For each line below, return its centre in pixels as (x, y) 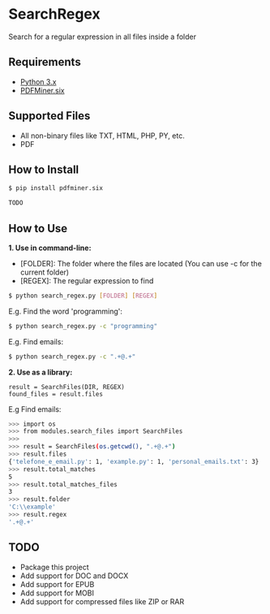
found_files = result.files (56, 394)
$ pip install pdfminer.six (56, 188)
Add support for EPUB (57, 584)
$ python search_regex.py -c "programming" (83, 326)
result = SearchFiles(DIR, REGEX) (67, 387)
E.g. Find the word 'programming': (66, 311)
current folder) (45, 272)
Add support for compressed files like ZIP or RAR (102, 601)
